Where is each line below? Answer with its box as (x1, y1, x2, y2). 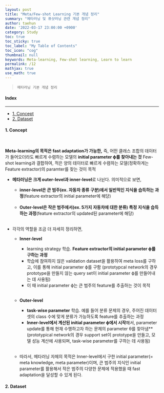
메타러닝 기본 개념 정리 (17, 85, 58, 90)
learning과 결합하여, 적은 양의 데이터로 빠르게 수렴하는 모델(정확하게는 (15, 160, 149, 166)
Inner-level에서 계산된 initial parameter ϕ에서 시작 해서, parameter (26, 320, 157, 326)
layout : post (5, 7, 32, 12)
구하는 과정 (26, 252, 48, 258)
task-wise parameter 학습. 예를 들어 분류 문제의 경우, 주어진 (26, 308, 144, 313)
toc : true (5, 35, 25, 40)
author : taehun (5, 21, 36, 26)
